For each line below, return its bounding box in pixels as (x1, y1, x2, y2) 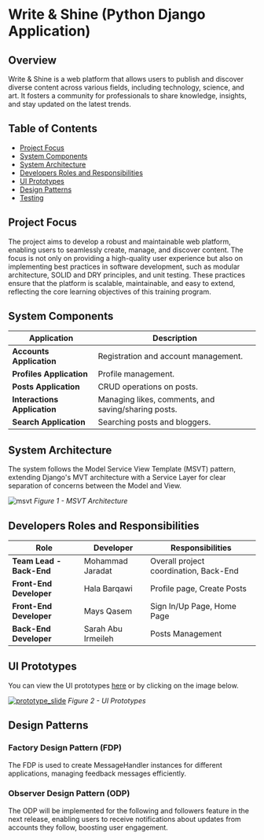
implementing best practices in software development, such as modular (8, 262, 240, 271)
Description (152, 332, 198, 343)
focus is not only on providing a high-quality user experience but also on (8, 253, 244, 262)
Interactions (12, 394, 59, 405)
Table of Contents (8, 122, 98, 135)
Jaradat (83, 566, 112, 577)
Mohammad (83, 556, 128, 567)
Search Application (12, 416, 86, 427)
